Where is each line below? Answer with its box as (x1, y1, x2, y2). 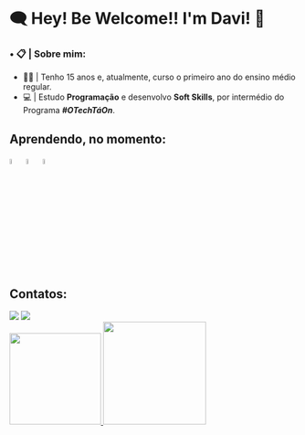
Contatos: (9, 286, 68, 302)
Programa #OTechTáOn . (22, 105, 116, 116)
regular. (22, 81, 52, 92)
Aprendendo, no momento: (9, 131, 166, 147)
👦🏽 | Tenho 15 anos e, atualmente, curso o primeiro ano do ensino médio (22, 71, 296, 83)
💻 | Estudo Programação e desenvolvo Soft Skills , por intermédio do (22, 91, 285, 102)
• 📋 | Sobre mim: (9, 48, 87, 60)
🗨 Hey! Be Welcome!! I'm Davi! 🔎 (9, 8, 266, 29)
